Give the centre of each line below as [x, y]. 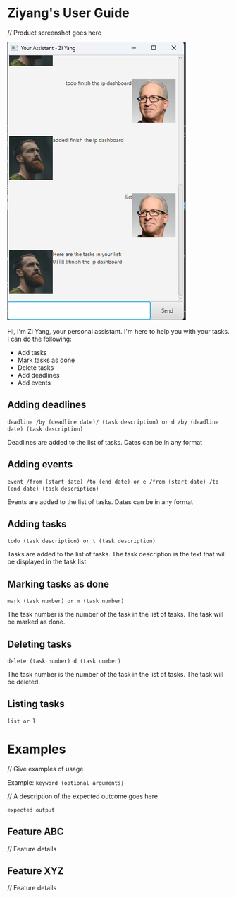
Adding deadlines [47, 405]
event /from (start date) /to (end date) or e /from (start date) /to [113, 482]
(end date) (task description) [53, 489]
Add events [34, 383]
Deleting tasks [40, 644]
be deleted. [24, 682]
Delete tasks [36, 367]
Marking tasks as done [58, 584]
